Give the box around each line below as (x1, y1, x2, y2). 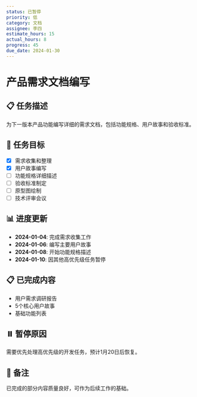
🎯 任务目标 (6, 140, 45, 150)
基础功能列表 (14, 310, 47, 317)
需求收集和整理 (14, 157, 52, 164)
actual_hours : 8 (6, 37, 47, 43)
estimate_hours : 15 (6, 31, 55, 37)
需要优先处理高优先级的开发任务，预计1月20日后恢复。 (6, 348, 141, 356)
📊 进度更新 (6, 214, 48, 224)
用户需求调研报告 (14, 295, 57, 302)
